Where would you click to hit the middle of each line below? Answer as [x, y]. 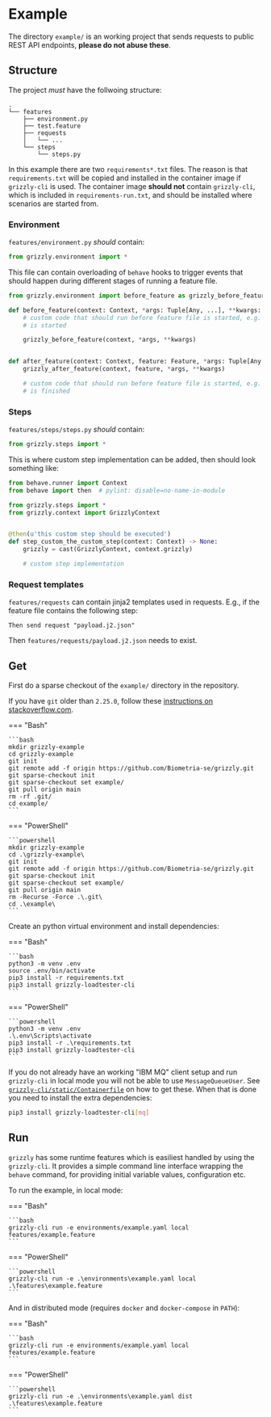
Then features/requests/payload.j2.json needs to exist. [103, 641]
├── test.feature [52, 126]
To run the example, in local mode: [66, 1190]
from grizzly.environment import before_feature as [97, 296]
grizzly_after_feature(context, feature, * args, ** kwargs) [124, 369]
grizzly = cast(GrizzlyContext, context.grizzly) [108, 549]
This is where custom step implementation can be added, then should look [132, 459]
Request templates [46, 584]
